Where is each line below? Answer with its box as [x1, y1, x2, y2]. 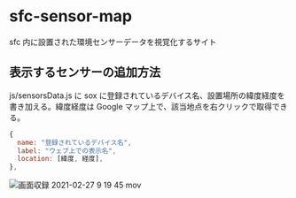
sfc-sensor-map [9, 6, 133, 27]
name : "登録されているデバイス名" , [17, 138, 132, 147]
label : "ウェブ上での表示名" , [17, 146, 117, 156]
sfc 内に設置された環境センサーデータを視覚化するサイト [9, 36, 217, 47]
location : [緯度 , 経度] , [17, 155, 104, 164]
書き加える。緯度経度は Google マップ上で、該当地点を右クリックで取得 [9, 101, 273, 111]
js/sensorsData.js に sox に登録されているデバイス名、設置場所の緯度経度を [9, 90, 285, 101]
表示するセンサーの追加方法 [9, 65, 161, 80]
